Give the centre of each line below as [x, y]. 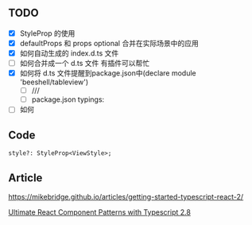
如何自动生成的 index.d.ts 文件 [69, 53]
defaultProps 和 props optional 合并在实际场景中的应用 [109, 43]
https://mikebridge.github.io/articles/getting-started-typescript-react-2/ [126, 196]
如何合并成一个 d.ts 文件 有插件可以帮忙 [85, 63]
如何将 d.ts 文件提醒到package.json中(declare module [108, 73]
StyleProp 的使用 [47, 33]
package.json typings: [68, 99]
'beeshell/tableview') [54, 82]
